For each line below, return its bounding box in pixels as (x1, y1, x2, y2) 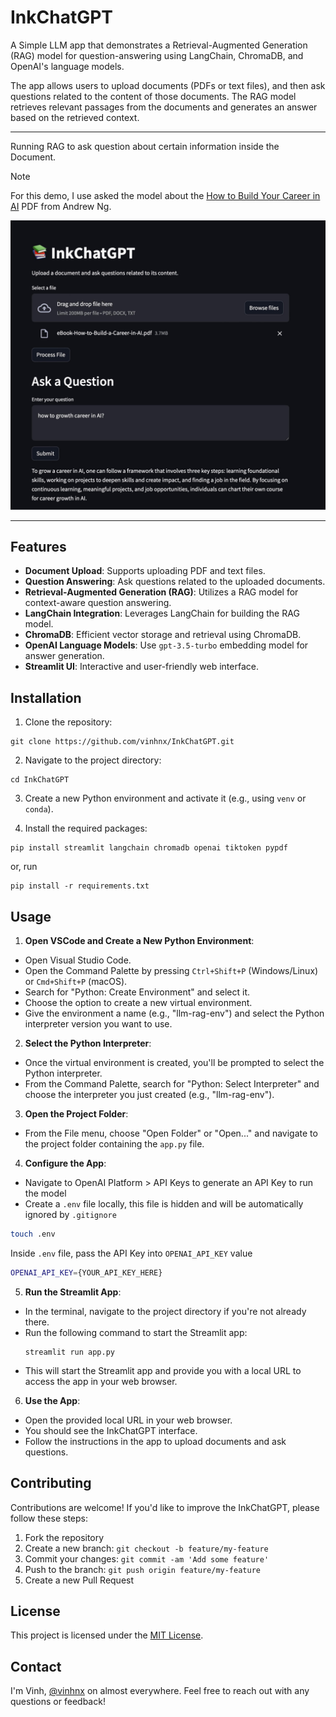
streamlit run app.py (24, 1347, 115, 1357)
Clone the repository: (24, 716, 113, 728)
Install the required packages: (24, 822, 148, 835)
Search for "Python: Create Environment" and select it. (24, 986, 251, 998)
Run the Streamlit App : (24, 1286, 122, 1298)
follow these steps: (10, 1512, 88, 1524)
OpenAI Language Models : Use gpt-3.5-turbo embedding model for (24, 639, 309, 651)
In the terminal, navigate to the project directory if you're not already (24, 1305, 307, 1317)
